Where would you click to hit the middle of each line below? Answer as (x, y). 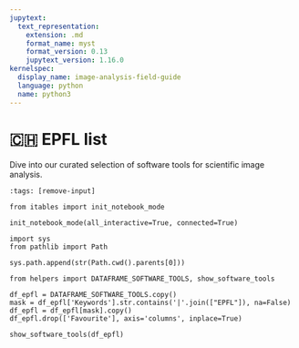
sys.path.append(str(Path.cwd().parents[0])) (97, 263)
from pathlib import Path (58, 247)
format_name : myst (61, 43)
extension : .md (55, 35)
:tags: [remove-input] (52, 191)
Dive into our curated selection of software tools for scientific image (137, 165)
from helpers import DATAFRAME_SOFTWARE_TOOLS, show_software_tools (142, 279)
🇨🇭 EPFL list (58, 139)
